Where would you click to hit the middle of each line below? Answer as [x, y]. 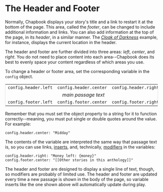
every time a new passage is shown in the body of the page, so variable [77, 179]
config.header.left [30, 87]
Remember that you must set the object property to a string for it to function [81, 114]
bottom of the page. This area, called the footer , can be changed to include [80, 27]
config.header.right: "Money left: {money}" [51, 156]
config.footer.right [135, 102]
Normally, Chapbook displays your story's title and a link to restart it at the [79, 22]
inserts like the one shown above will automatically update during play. [76, 184]
